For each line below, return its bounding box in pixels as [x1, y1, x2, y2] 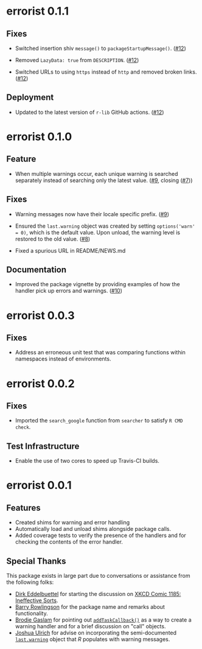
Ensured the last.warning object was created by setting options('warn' [15, 222, 195, 230]
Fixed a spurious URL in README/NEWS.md [15, 247, 126, 254]
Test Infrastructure [6, 441, 80, 451]
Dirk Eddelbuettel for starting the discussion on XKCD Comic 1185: [15, 591, 181, 598]
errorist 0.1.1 [6, 4, 69, 18]
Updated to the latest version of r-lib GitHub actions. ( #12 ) [15, 108, 164, 116]
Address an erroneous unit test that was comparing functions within [15, 349, 186, 356]
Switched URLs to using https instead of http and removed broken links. [15, 68, 197, 75]
